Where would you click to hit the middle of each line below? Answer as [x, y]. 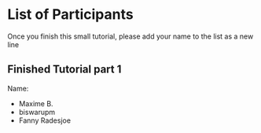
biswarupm [37, 112]
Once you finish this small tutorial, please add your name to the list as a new [130, 36]
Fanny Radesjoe [45, 120]
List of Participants [71, 15]
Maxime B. [36, 103]
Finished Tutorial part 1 [64, 70]
